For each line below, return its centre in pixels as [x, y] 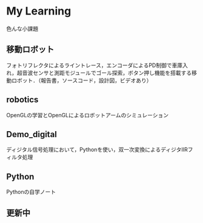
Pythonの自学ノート [31, 192]
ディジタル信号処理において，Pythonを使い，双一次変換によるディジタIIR [97, 150]
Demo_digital [32, 134]
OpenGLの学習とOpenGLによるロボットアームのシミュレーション [87, 115]
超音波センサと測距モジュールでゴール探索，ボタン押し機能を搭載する [104, 73]
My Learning [39, 11]
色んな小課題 [22, 28]
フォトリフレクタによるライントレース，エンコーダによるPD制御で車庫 [95, 65]
